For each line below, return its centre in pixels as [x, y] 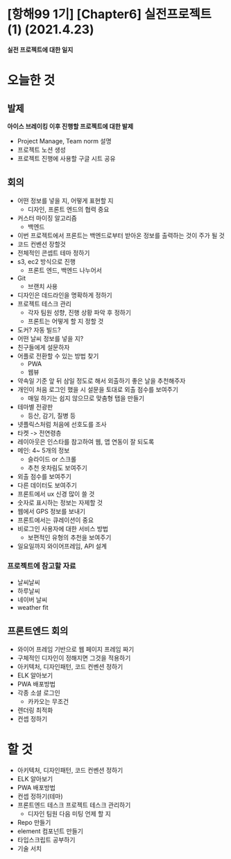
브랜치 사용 [42, 286]
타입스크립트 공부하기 [46, 840]
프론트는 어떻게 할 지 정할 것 [66, 321]
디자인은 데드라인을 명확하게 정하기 [65, 295]
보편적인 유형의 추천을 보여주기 [69, 537]
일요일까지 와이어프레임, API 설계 [62, 546]
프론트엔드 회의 [38, 631]
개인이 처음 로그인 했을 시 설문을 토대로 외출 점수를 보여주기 [98, 389]
